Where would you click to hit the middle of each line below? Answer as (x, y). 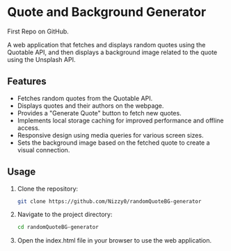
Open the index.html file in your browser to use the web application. (114, 241)
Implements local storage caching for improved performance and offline (120, 120)
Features (27, 82)
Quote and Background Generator (107, 12)
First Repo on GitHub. (38, 31)
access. (29, 128)
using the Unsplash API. (41, 59)
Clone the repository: (48, 188)
